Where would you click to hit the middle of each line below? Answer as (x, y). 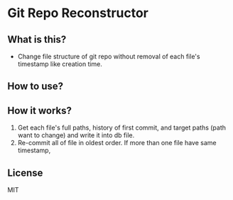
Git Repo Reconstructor (78, 13)
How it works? (40, 111)
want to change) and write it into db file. (76, 135)
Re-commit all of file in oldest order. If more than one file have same (117, 143)
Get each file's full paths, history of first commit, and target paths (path (121, 128)
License (25, 173)
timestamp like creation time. (60, 64)
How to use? (36, 86)
